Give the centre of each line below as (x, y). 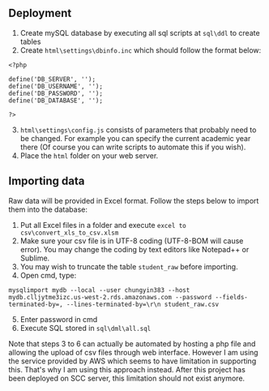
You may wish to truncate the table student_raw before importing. (129, 266)
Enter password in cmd (59, 319)
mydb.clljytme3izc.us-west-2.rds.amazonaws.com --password (110, 297)
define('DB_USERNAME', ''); (56, 86)
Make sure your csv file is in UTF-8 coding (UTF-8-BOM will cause (132, 241)
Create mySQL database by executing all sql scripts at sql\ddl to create (140, 32)
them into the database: (48, 209)
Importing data (47, 181)
